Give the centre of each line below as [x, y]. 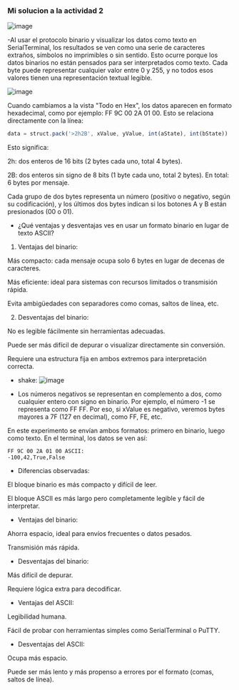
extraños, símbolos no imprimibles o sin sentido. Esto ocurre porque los [113, 55]
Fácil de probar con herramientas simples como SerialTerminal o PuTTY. [114, 631]
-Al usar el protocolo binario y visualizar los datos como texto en [102, 40]
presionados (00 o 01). [41, 212]
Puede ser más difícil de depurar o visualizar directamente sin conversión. [116, 345]
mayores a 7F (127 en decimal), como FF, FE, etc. [90, 417]
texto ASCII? [36, 233]
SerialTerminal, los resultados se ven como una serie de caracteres [106, 48]
